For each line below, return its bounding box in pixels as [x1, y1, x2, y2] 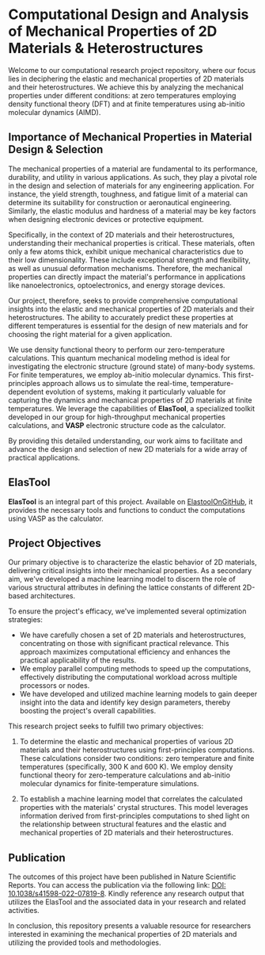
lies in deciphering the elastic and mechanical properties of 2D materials [8, 74, 244, 83]
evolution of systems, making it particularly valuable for [45, 387, 226, 396]
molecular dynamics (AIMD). [8, 107, 101, 117]
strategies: [8, 615, 44, 625]
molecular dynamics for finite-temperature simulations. [19, 779, 199, 789]
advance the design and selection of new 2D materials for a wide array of [8, 444, 248, 453]
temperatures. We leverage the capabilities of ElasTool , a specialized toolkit [8, 403, 256, 413]
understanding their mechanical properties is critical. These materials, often [8, 238, 256, 247]
